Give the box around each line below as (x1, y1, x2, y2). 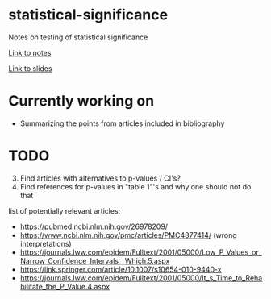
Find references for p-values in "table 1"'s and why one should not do (19, 181, 252, 191)
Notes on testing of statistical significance (8, 32, 148, 42)
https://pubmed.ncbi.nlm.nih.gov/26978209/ (19, 222, 168, 231)
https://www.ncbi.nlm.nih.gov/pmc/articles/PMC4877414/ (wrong (19, 230, 238, 239)
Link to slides (8, 63, 52, 73)
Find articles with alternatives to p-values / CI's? (19, 173, 181, 183)
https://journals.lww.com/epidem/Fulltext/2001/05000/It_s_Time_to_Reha (19, 272, 263, 283)
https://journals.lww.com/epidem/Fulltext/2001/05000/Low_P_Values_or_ (19, 247, 262, 257)
